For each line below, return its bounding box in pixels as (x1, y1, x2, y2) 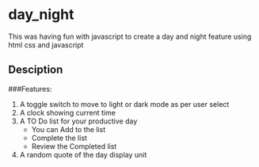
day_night (8, 6, 74, 24)
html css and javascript (8, 40, 84, 49)
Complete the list (31, 133, 87, 142)
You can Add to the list (31, 124, 106, 134)
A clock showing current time (19, 108, 116, 117)
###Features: (8, 84, 52, 93)
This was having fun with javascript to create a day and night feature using (8, 32, 252, 41)
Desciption (8, 63, 63, 77)
